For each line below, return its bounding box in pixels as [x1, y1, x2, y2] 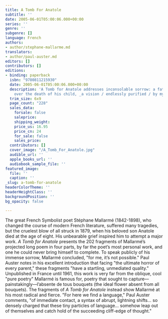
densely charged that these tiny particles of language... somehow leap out [5, 302, 158, 308]
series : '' [5, 21, 28, 27]
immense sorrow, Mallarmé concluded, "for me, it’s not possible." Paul [5, 254, 149, 260]
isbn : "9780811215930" [9, 77, 57, 82]
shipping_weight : [14, 119, 50, 125]
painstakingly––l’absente [5, 281, 56, 287]
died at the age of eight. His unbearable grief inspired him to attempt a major [5, 233, 163, 239]
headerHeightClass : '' [5, 189, 52, 194]
